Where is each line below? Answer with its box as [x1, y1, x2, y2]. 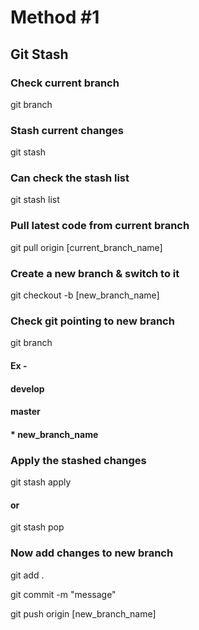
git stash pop [10, 521, 65, 533]
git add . [10, 569, 45, 581]
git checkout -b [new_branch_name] [10, 289, 160, 301]
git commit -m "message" [10, 588, 117, 600]
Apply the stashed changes [10, 453, 147, 467]
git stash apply [10, 476, 72, 488]
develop [10, 382, 45, 395]
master [10, 406, 41, 418]
